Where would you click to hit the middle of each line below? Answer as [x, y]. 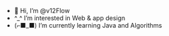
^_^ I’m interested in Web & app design [70, 18]
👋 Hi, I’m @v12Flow [42, 11]
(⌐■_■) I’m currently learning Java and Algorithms [88, 25]
